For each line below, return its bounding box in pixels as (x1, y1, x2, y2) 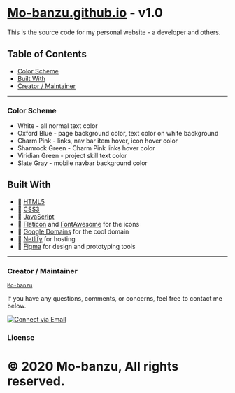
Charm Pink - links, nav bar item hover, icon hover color (17, 136, 178, 145)
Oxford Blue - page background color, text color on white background (17, 129, 219, 138)
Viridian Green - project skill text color (17, 152, 127, 160)
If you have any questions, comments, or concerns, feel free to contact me (7, 294, 222, 303)
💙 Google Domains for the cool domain (17, 227, 129, 236)
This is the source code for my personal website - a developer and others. (7, 28, 221, 36)
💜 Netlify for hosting (17, 234, 76, 243)
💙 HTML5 (17, 197, 45, 206)
